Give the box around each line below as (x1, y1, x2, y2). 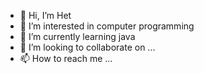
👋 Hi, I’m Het (19, 10, 72, 21)
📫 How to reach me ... (19, 53, 113, 64)
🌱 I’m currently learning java (19, 31, 136, 42)
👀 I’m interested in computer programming (19, 20, 195, 32)
